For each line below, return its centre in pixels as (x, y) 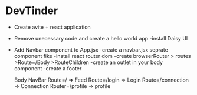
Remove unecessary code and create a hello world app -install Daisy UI (101, 38)
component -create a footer (48, 68)
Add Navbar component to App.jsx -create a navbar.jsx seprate (91, 50)
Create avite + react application (52, 27)
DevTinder (32, 11)
